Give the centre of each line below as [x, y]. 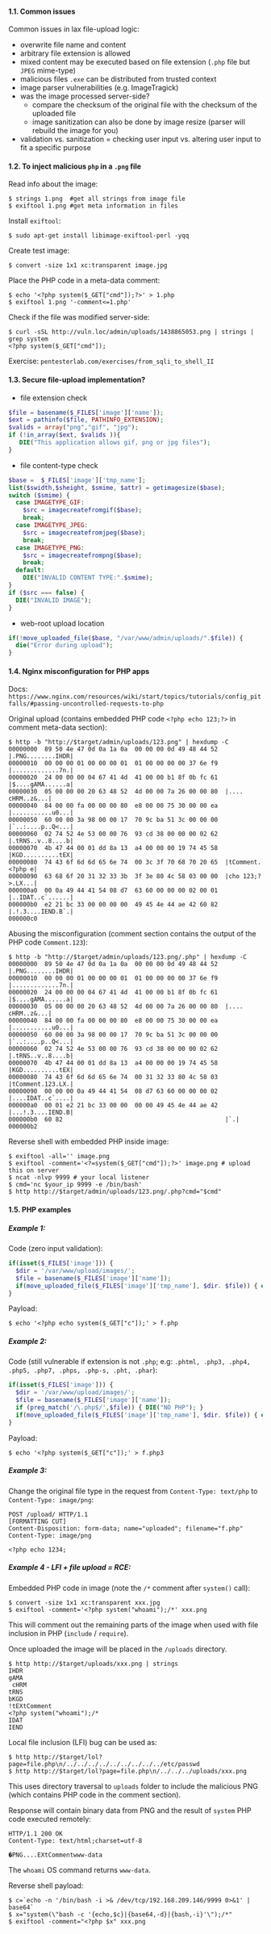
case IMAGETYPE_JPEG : [52, 525]
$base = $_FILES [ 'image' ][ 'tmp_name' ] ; [77, 480]
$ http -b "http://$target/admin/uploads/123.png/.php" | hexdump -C [128, 957]
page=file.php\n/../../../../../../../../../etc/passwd [104, 1764]
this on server [34, 1170]
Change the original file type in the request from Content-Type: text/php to [133, 1491]
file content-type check [59, 465]
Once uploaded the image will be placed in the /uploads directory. [118, 1649]
